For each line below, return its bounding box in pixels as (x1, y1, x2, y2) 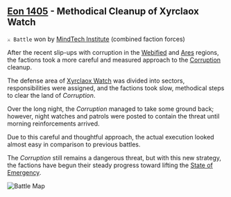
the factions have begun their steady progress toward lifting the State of (7, 161, 214, 169)
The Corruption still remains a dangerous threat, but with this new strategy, (7, 153, 222, 162)
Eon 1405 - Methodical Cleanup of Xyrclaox (7, 6, 199, 17)
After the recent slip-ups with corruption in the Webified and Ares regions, (7, 48, 219, 56)
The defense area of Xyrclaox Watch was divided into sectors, (7, 76, 185, 85)
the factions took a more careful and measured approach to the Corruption (7, 55, 221, 64)
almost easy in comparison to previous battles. (7, 140, 141, 148)
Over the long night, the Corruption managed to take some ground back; (7, 104, 214, 113)
